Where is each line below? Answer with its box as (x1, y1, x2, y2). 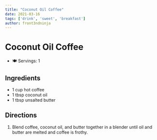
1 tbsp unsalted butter (12, 97, 56, 103)
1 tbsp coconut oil (12, 92, 47, 98)
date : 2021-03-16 (5, 12, 40, 17)
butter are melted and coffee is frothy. (12, 129, 88, 135)
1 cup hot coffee (12, 87, 45, 92)
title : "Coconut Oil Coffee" (5, 7, 64, 12)
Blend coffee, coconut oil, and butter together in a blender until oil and (12, 124, 153, 130)
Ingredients (5, 74, 41, 82)
